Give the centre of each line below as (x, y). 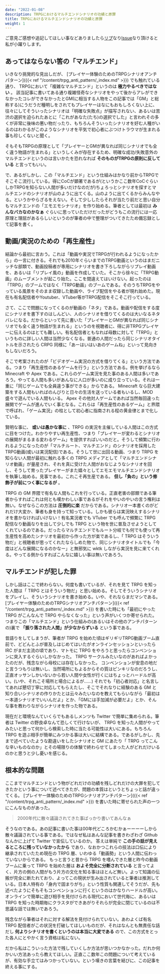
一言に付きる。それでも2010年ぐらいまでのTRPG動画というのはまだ (87, 260)
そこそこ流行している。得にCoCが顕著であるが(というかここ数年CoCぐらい (82, 181)
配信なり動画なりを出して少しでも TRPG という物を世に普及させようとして (81, 524)
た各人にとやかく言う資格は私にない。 (44, 938)
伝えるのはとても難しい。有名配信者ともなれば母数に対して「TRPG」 (84, 332)
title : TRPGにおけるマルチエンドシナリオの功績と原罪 (54, 19)
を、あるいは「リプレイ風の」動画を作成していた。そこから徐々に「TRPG (80, 272)
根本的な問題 (25, 770)
